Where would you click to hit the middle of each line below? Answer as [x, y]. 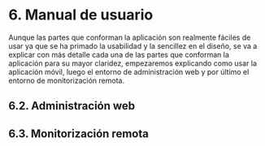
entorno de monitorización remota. [66, 80]
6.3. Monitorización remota [78, 133]
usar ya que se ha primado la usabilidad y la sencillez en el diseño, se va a [133, 45]
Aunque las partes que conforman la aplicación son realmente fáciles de [130, 37]
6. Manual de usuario [81, 15]
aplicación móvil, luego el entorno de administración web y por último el [129, 71]
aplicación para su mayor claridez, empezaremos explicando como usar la [133, 63]
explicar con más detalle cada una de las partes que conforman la [119, 54]
